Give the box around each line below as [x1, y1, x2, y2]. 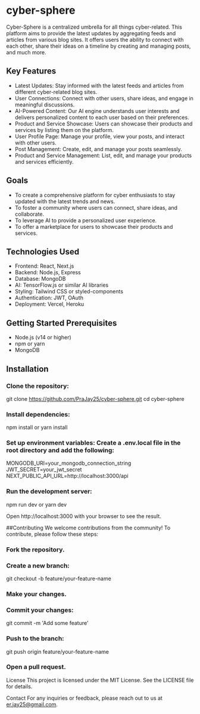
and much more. [6, 48, 46, 56]
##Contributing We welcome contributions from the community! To [6, 524, 171, 531]
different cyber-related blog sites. [14, 88, 98, 96]
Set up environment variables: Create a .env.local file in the [6, 439, 181, 447]
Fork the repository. [6, 545, 65, 553]
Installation [6, 364, 49, 374]
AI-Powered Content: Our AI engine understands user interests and [14, 107, 180, 114]
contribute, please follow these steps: [6, 530, 99, 538]
